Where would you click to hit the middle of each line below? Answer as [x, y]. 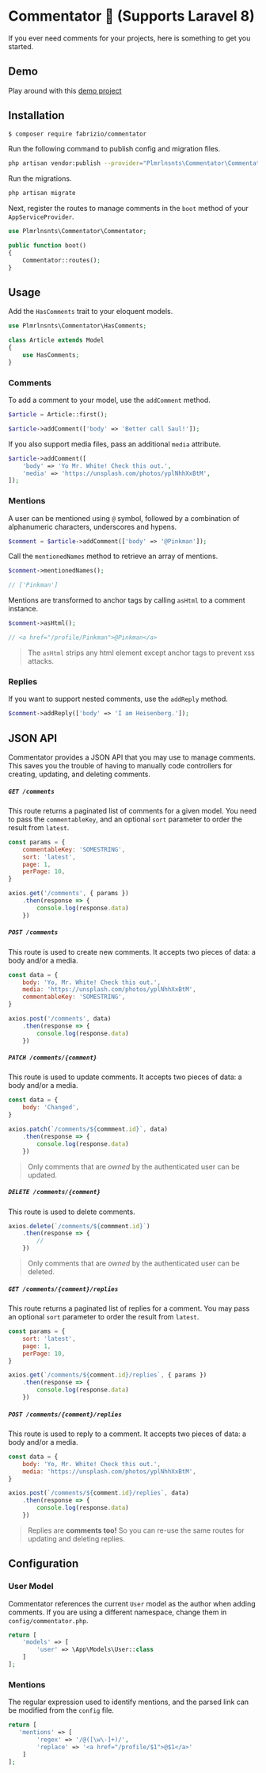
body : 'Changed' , [51, 1108]
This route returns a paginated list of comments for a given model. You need [133, 810]
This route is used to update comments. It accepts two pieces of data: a [125, 1077]
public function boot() [47, 246]
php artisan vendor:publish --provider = [76, 163]
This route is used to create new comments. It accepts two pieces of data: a [132, 952]
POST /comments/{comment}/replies [65, 1415]
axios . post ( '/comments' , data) [60, 1019]
